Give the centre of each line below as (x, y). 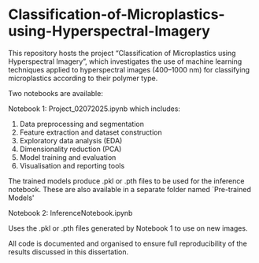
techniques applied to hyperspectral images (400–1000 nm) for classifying (129, 69)
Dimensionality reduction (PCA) (70, 149)
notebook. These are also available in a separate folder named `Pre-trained (130, 189)
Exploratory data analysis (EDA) (71, 140)
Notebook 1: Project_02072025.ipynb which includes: (94, 109)
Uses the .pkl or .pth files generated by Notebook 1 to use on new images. (128, 228)
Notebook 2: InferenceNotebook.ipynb (70, 213)
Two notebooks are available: (56, 93)
